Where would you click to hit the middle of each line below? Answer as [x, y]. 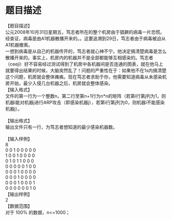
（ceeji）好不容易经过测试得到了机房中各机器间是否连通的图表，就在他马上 [84, 64]
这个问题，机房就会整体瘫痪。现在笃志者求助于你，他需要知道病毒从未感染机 [86, 77]
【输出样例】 [19, 194]
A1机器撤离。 [19, 45]
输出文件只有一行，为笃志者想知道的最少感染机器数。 [61, 127]
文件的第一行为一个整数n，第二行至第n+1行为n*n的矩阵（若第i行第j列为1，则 [86, 96]
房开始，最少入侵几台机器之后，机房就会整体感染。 [59, 83]
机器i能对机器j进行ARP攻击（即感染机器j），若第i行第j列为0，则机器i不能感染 [85, 102]
